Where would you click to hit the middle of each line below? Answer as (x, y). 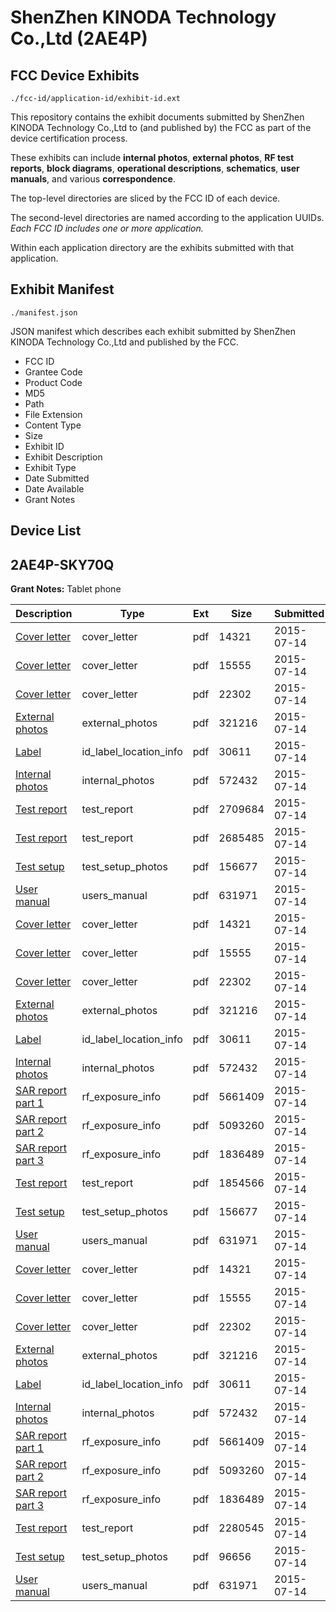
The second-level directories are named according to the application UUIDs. (167, 217)
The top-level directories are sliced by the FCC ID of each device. (145, 198)
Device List (46, 531)
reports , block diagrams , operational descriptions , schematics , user (155, 168)
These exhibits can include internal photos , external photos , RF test (152, 157)
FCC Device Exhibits (75, 75)
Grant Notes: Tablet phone (66, 589)
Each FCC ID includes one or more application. (107, 228)
